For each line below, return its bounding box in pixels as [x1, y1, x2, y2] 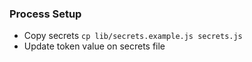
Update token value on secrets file [23, 40, 166, 52]
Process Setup [9, 7, 82, 21]
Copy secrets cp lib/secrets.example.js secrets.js [23, 30, 243, 42]
